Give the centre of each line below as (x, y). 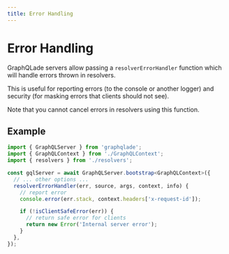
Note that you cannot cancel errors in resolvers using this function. (104, 110)
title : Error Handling (40, 14)
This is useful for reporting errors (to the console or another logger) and (111, 89)
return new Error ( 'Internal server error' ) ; (91, 225)
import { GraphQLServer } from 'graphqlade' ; (74, 147)
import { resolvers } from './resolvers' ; (70, 160)
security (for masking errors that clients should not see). (88, 96)
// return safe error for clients (76, 218)
